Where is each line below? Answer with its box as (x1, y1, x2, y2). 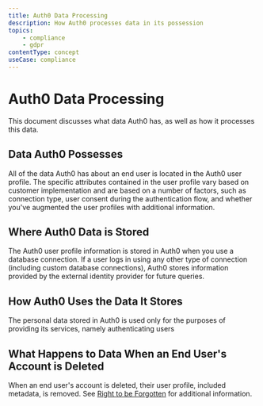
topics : (8, 26, 34, 34)
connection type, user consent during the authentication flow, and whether (8, 193, 253, 203)
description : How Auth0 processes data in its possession (8, 19, 204, 27)
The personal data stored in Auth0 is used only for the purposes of (8, 316, 226, 325)
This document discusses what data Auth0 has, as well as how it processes (8, 116, 255, 125)
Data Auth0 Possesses (8, 147, 124, 161)
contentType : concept (8, 48, 80, 56)
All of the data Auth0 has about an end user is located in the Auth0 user (8, 168, 242, 178)
